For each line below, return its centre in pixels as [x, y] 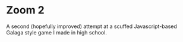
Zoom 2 [25, 10]
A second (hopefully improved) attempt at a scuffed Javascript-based [91, 26]
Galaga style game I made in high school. [56, 32]
